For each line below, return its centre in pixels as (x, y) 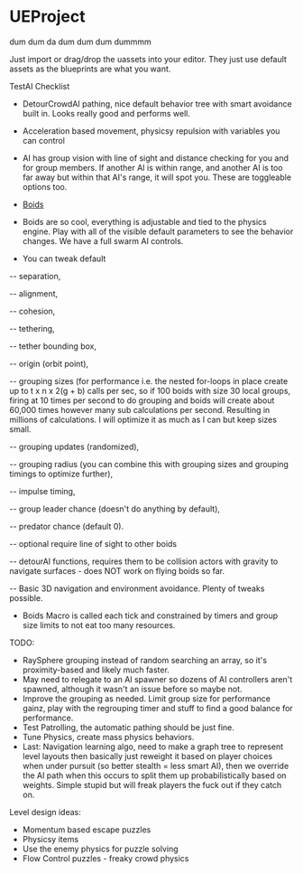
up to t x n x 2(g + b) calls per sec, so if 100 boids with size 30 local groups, (150, 390)
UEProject (47, 17)
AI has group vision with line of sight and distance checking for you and (156, 158)
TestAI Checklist (40, 86)
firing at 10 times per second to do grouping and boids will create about (142, 400)
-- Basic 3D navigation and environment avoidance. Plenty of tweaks (137, 588)
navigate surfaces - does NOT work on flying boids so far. (117, 570)
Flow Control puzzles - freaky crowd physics (106, 858)
